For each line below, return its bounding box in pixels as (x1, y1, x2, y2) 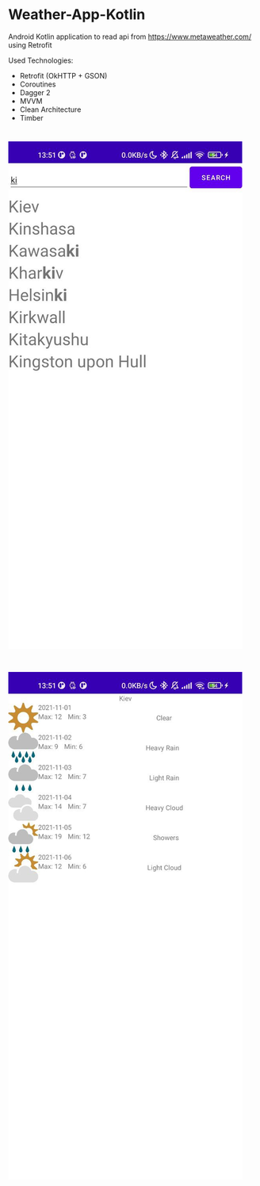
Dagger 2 (19, 87, 51, 97)
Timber (19, 113, 44, 122)
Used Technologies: (8, 56, 74, 65)
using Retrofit (8, 40, 52, 49)
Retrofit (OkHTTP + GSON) (19, 71, 108, 80)
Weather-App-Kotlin (8, 6, 146, 24)
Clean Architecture (19, 105, 82, 114)
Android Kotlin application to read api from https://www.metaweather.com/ (8, 32, 252, 41)
